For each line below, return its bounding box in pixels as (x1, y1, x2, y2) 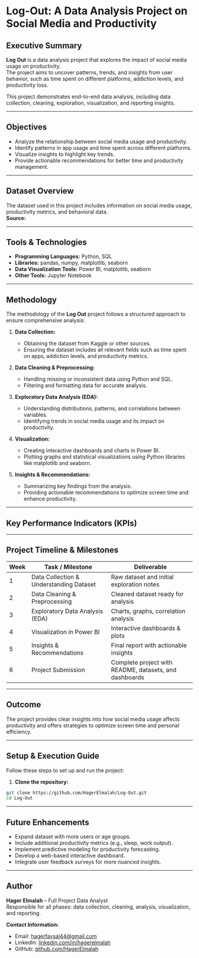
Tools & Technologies (6, 237, 87, 247)
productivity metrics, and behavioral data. (6, 208, 108, 215)
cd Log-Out (6, 795, 33, 801)
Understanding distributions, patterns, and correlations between (23, 405, 181, 412)
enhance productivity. (23, 495, 77, 502)
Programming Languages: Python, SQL (14, 253, 113, 260)
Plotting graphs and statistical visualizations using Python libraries (23, 453, 185, 460)
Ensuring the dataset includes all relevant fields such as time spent (23, 346, 187, 353)
